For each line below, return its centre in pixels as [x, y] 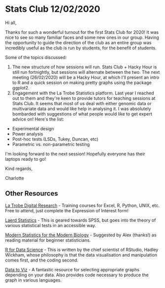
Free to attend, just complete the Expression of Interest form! [67, 210]
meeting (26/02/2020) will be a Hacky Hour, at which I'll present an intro [86, 77]
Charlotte [15, 178]
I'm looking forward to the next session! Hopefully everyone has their [75, 154]
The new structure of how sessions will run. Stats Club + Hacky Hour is [84, 67]
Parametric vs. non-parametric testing [51, 144]
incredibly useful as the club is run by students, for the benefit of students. [81, 48]
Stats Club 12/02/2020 [53, 9]
